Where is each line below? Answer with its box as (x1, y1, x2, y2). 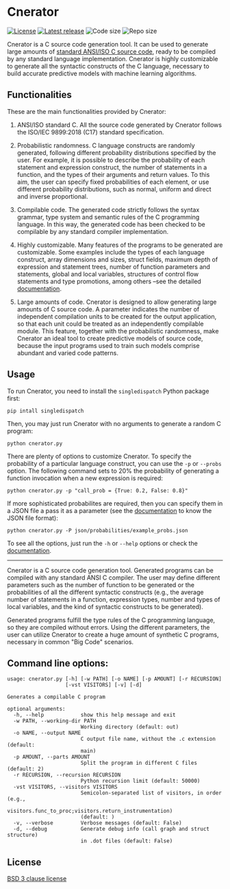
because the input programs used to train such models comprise (16, 341, 200, 350)
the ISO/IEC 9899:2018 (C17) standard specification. (16, 128, 164, 136)
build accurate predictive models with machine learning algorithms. (7, 69, 197, 78)
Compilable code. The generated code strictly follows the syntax (16, 205, 200, 213)
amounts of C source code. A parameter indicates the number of (16, 305, 200, 313)
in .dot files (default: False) (80, 838, 173, 844)
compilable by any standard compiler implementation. (16, 227, 169, 235)
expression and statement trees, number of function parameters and (16, 262, 211, 271)
